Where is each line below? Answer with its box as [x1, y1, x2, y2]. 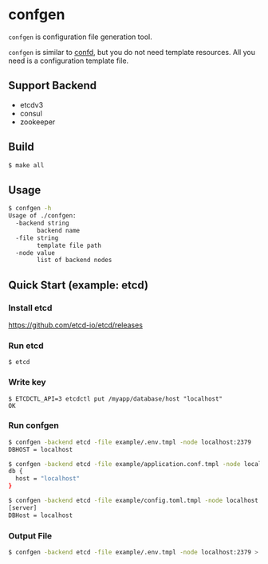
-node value [15, 249, 56, 257]
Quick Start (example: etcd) [8, 278, 149, 292]
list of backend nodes [37, 257, 112, 264]
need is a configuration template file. [8, 56, 129, 65]
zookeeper [19, 117, 56, 127]
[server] [8, 503, 37, 511]
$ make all [8, 161, 45, 169]
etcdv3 [19, 100, 44, 109]
